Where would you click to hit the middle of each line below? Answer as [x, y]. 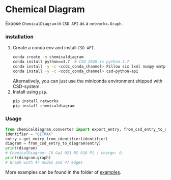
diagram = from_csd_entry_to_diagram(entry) [53, 143]
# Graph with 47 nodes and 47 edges [44, 162]
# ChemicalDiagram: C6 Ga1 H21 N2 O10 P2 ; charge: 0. [65, 153]
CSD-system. [27, 86]
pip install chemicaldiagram [44, 106]
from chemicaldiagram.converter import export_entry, [64, 129]
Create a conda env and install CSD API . [54, 48]
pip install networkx [35, 101]
